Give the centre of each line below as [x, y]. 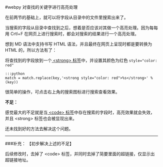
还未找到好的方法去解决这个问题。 [39, 129]
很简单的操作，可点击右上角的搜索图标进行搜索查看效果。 [62, 92]
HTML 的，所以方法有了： [31, 50]
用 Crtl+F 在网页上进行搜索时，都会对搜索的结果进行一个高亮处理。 [72, 34]
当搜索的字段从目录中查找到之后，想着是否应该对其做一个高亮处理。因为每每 [81, 28]
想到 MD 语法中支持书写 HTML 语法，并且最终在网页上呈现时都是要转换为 [79, 44]
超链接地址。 [18, 160]
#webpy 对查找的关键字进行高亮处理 [41, 7]
